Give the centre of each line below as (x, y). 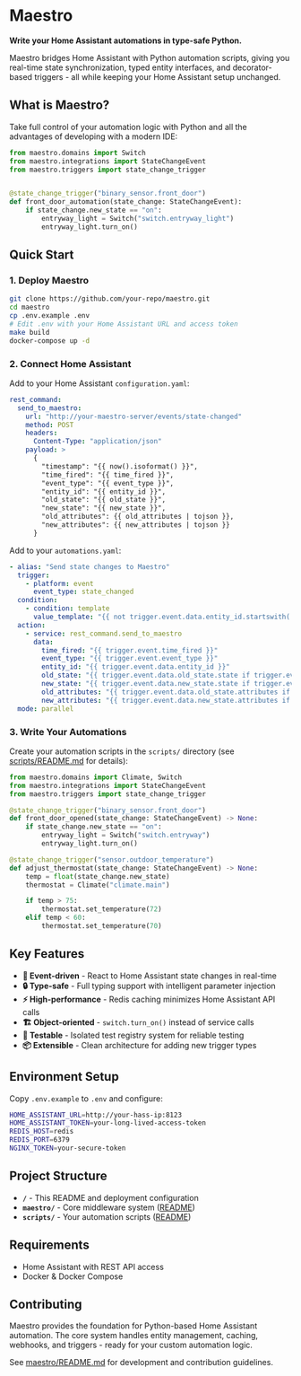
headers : (42, 433)
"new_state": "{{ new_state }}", (104, 508)
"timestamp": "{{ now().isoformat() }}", (120, 466)
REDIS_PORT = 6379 (39, 1140)
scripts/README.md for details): (69, 760)
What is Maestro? (60, 105)
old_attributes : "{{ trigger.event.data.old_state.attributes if (166, 692)
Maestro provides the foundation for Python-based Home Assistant (133, 1326)
